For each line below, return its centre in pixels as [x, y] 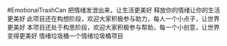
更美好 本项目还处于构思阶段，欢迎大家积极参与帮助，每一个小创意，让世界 [113, 27]
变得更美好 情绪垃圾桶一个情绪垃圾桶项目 [65, 36]
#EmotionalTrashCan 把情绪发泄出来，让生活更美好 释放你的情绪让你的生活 [114, 10]
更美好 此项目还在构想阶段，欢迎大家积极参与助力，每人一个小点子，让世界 [113, 19]
